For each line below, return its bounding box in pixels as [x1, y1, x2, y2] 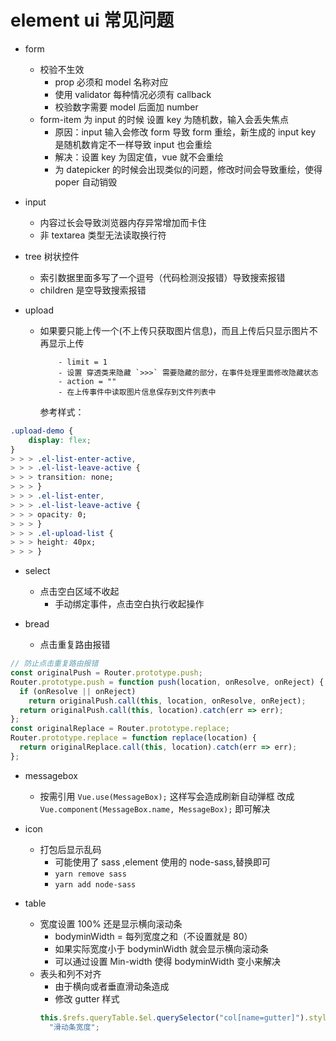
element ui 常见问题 [10, 9, 175, 32]
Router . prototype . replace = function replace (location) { [10, 733, 257, 743]
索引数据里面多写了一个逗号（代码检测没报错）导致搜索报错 [39, 271, 286, 283]
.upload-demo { [10, 426, 74, 436]
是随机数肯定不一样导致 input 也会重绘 [54, 138, 213, 150]
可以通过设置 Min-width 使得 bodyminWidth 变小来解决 [54, 955, 281, 967]
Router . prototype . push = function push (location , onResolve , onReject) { [10, 677, 325, 687]
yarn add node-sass [54, 879, 137, 890]
